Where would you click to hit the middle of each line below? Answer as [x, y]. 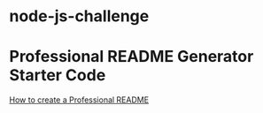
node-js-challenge [79, 16]
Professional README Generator [131, 57]
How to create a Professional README [79, 100]
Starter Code [58, 75]
